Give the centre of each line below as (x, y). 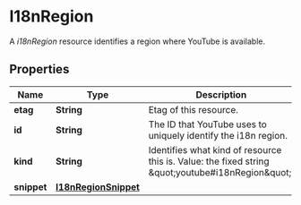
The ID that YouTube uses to (207, 124)
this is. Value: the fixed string (209, 161)
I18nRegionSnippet (98, 187)
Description (221, 94)
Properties (39, 69)
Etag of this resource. (193, 109)
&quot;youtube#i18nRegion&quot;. (221, 172)
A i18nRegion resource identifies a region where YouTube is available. (138, 41)
